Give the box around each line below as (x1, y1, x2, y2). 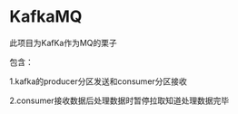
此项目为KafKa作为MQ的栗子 (9, 37, 118, 48)
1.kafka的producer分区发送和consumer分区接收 (9, 75, 188, 87)
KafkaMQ (9, 6, 83, 27)
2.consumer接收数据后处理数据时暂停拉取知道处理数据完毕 (9, 95, 230, 106)
